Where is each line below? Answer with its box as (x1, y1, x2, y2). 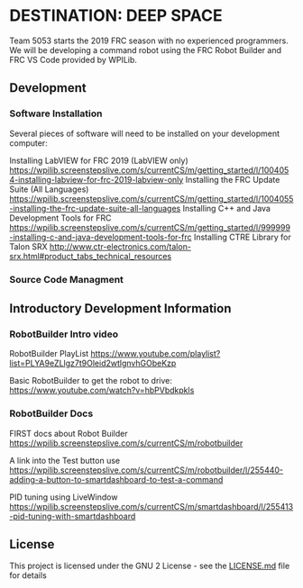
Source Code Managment (9, 273, 124, 285)
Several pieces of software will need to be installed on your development (9, 128, 280, 139)
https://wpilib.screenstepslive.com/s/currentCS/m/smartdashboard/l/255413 (9, 501, 294, 511)
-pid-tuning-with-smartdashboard (9, 511, 136, 521)
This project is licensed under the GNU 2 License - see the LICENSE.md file (9, 560, 290, 572)
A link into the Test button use (9, 455, 120, 466)
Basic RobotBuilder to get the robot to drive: (9, 375, 173, 386)
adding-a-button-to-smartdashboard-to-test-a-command (9, 474, 224, 484)
